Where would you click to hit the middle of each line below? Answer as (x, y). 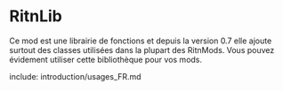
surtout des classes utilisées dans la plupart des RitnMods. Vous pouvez (142, 49)
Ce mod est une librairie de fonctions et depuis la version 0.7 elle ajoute (141, 41)
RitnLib (36, 16)
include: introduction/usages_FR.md (75, 76)
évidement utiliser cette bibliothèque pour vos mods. (106, 59)
